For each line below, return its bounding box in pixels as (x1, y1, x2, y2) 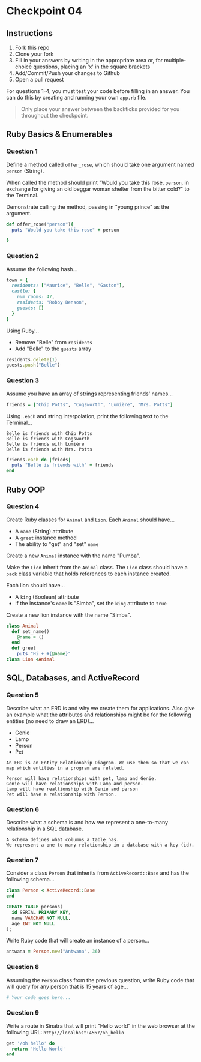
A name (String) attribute (14, 527, 74, 535)
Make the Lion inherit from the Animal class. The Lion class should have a (6, 563, 188, 571)
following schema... (6, 876, 55, 883)
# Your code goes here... (6, 994, 71, 1000)
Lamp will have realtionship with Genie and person (6, 786, 138, 792)
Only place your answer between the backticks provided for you (20, 106, 180, 112)
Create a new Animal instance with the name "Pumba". (6, 552, 141, 559)
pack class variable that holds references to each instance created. (6, 570, 171, 577)
